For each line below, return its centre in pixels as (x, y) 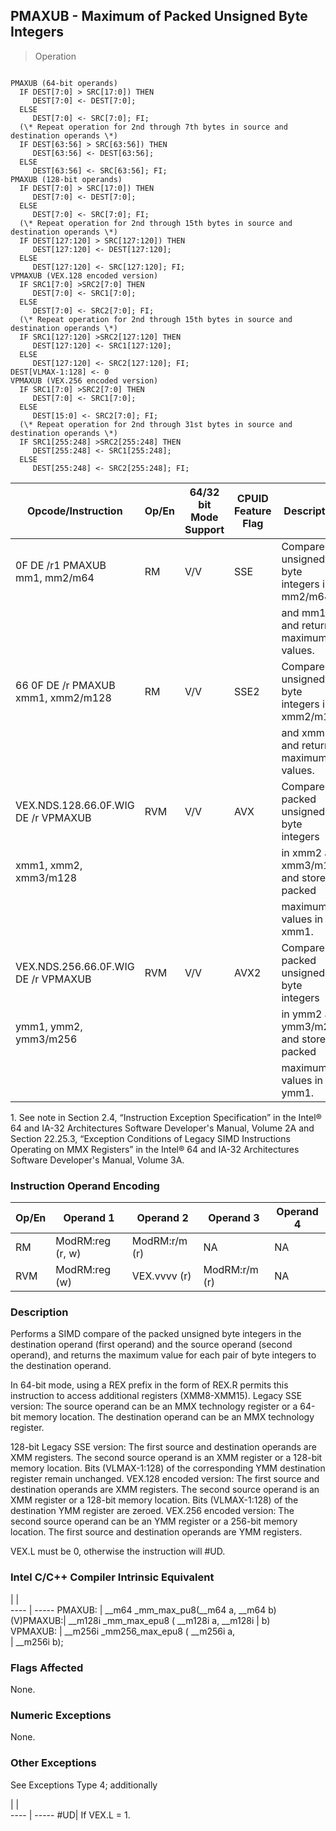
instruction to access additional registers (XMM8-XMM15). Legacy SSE (156, 1396)
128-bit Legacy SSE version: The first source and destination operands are (163, 1447)
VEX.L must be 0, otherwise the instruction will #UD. (118, 1551)
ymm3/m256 (46, 1039)
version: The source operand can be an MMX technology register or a (154, 1406)
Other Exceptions (53, 1763)
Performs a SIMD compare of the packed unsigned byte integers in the (156, 1334)
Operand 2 (162, 1218)
